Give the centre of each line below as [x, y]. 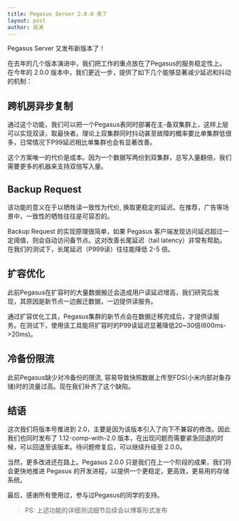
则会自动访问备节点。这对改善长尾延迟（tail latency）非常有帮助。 [129, 240]
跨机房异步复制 [40, 106]
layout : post [27, 21]
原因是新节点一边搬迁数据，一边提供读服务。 [91, 301]
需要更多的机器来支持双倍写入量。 [57, 166]
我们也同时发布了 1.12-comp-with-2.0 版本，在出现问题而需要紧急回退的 [112, 438]
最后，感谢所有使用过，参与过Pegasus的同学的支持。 [85, 495]
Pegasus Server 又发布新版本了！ [57, 48]
